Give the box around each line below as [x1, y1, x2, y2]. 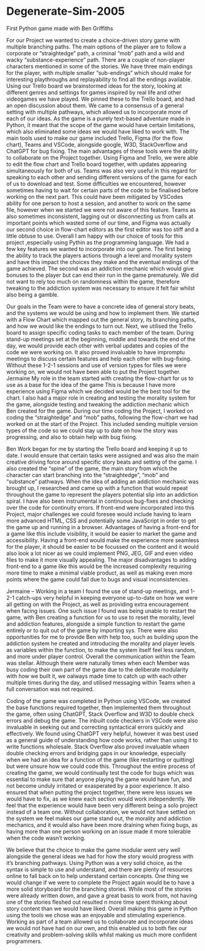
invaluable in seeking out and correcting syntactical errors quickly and [6, 723, 184, 731]
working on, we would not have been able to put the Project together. [6, 368, 181, 375]
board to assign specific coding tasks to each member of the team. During [6, 328, 194, 336]
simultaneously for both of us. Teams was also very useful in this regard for [6, 167, 197, 174]
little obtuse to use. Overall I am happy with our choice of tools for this [6, 232, 184, 239]
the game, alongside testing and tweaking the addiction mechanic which [6, 400, 189, 408]
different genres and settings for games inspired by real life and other [6, 88, 182, 96]
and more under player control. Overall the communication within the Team [6, 653, 195, 660]
